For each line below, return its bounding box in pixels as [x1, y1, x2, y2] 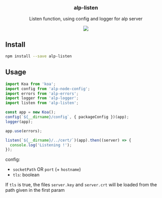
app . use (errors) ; [5, 128, 42, 134]
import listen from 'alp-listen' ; [5, 100, 79, 106]
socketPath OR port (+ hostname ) [12, 166, 81, 172]
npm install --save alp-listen [5, 54, 72, 59]
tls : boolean [12, 172, 40, 178]
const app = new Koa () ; [5, 109, 56, 115]
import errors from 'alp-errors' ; [5, 91, 79, 96]
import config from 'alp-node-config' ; [5, 86, 90, 91]
